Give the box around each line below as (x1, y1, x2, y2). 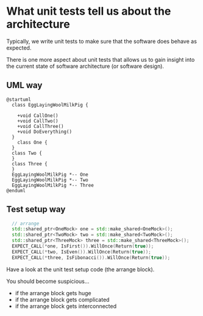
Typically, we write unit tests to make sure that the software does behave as (6, 37, 197, 45)
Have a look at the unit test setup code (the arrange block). (6, 265, 155, 273)
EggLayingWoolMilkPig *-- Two (12, 176, 88, 183)
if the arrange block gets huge (15, 289, 91, 296)
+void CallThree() (17, 123, 64, 129)
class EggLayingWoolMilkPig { (12, 102, 88, 108)
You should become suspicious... (6, 277, 90, 285)
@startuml (6, 96, 32, 102)
